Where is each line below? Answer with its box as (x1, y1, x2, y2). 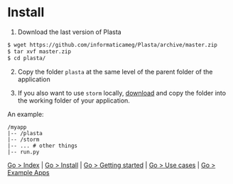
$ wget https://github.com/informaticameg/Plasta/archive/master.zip (7, 41, 218, 48)
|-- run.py (7, 148, 40, 156)
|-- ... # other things (7, 142, 78, 149)
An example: (7, 110, 44, 118)
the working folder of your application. (17, 96, 130, 105)
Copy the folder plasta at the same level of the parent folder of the (17, 67, 213, 76)
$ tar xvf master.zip (7, 47, 72, 55)
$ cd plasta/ (7, 54, 46, 62)
